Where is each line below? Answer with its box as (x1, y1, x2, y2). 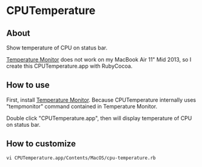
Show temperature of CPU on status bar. (6, 44, 108, 51)
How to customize (6, 138, 76, 149)
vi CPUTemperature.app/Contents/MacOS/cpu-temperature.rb (6, 155, 156, 161)
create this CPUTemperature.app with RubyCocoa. (6, 62, 133, 69)
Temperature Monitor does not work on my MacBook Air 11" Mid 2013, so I (6, 56, 192, 63)
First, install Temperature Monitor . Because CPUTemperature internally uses (6, 96, 196, 104)
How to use (6, 80, 50, 90)
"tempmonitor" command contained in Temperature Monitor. (6, 102, 158, 110)
